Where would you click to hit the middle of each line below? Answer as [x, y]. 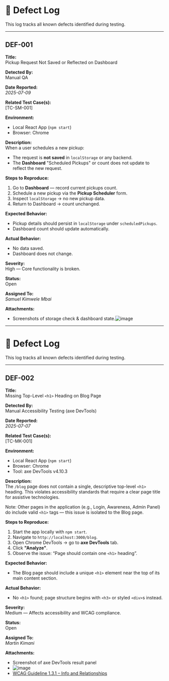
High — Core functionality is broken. [43, 269]
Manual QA [17, 77]
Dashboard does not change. [43, 254]
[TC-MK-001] [19, 441]
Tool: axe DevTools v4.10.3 [40, 471]
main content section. [35, 578]
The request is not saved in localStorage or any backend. [72, 157]
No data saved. [28, 248]
